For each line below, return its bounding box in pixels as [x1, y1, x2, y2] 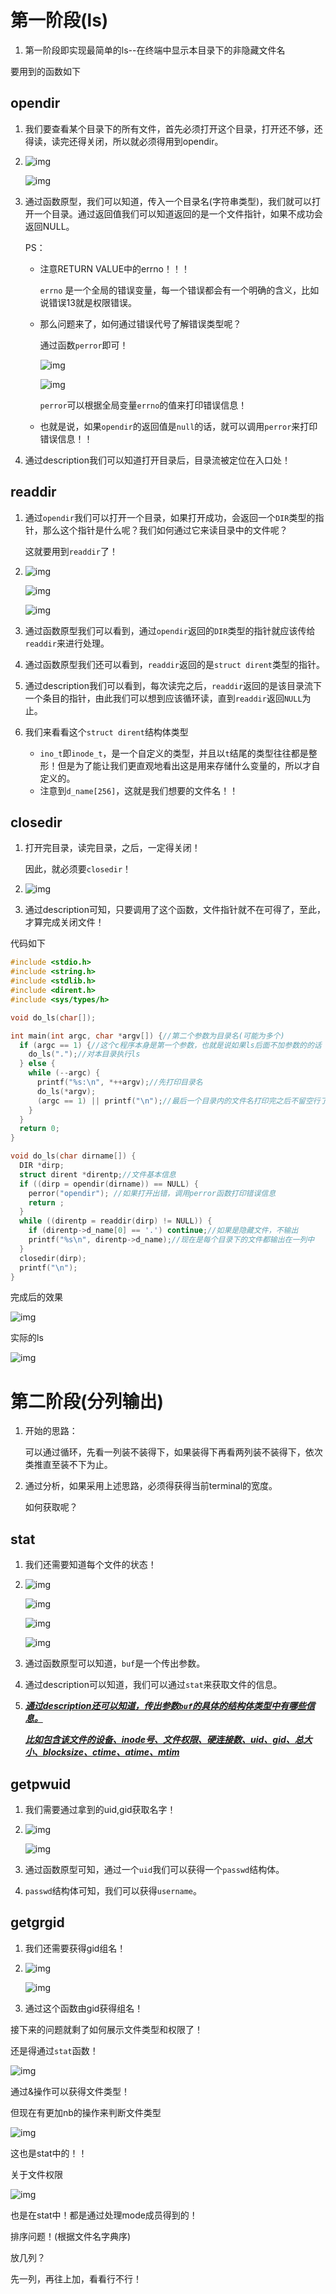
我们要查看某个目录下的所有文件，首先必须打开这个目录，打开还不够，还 [24, 122, 323, 135]
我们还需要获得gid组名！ [24, 1942, 127, 1954]
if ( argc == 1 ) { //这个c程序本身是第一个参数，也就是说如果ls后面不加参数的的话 [19, 1040, 322, 1050]
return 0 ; [19, 1124, 60, 1134]
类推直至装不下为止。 [24, 1459, 113, 1471]
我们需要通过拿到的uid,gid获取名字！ [24, 1803, 177, 1815]
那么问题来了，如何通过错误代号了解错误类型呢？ [39, 317, 242, 330]
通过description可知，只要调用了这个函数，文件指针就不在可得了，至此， [24, 904, 326, 916]
